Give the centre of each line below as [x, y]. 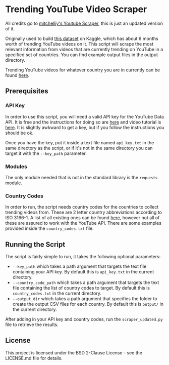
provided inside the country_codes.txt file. [50, 228]
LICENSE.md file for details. [34, 358]
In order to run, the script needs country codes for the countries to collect [82, 207]
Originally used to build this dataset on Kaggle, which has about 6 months [82, 38]
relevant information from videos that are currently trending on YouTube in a [84, 49]
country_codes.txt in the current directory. [57, 293]
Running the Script [35, 244]
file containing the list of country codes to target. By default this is [81, 288]
